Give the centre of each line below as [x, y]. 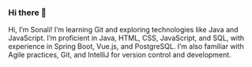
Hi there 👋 [28, 13]
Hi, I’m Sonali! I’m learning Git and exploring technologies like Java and [123, 30]
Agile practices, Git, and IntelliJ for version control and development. [120, 55]
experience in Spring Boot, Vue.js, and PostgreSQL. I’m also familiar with [126, 47]
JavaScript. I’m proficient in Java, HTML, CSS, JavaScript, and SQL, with [126, 38]
